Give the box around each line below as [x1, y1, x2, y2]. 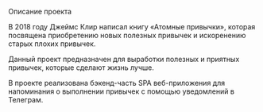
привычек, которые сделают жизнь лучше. [8, 63, 155, 72]
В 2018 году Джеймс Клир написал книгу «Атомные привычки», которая [8, 22, 256, 31]
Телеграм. [8, 95, 44, 104]
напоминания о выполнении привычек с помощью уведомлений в [8, 87, 234, 96]
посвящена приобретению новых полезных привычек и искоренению [8, 31, 246, 40]
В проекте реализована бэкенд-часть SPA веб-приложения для [8, 79, 225, 87]
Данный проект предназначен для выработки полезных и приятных [8, 55, 240, 64]
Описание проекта [8, 7, 72, 16]
